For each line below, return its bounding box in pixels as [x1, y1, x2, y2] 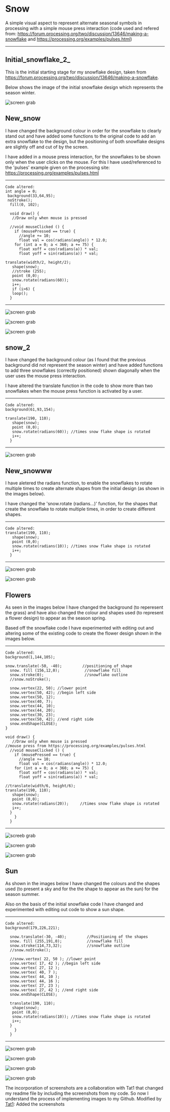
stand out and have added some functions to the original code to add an [5, 133, 156, 139]
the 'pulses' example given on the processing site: [5, 164, 110, 170]
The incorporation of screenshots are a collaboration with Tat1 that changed [5, 1085, 163, 1091]
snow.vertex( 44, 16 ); [10, 979, 60, 984]
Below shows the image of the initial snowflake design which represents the [5, 84, 163, 90]
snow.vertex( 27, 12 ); [10, 965, 60, 970]
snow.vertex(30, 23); [10, 712, 56, 717]
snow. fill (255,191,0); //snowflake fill [10, 939, 123, 944]
